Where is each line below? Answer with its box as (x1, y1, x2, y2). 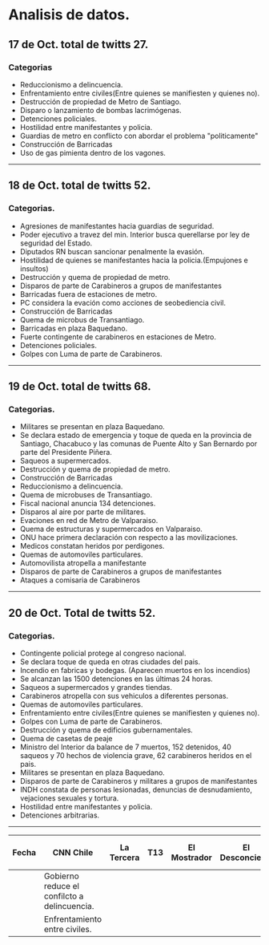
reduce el (43, 880, 80, 891)
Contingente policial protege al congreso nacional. (19, 648, 187, 658)
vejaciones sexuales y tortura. (19, 793, 119, 803)
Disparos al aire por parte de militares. (19, 507, 147, 517)
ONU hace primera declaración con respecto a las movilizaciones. (19, 533, 239, 542)
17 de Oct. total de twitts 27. (8, 38, 149, 51)
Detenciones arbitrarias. (19, 810, 100, 820)
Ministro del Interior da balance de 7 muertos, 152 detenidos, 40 (19, 742, 232, 752)
